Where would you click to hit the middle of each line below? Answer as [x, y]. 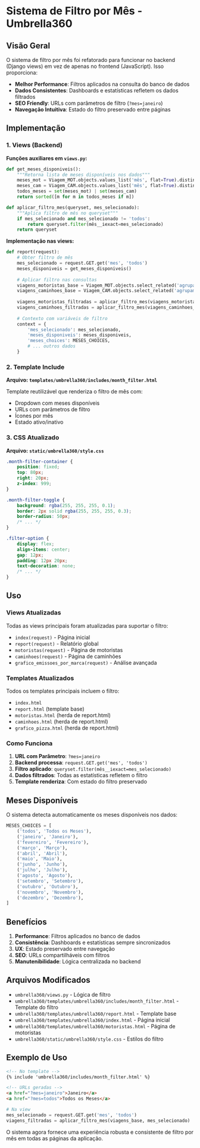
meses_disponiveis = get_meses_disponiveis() [74, 269]
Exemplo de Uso [37, 1058]
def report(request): [33, 252]
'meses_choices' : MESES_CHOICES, [69, 341]
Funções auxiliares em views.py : [47, 158]
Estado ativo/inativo [39, 422]
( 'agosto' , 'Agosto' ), [45, 876]
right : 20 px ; [33, 478]
